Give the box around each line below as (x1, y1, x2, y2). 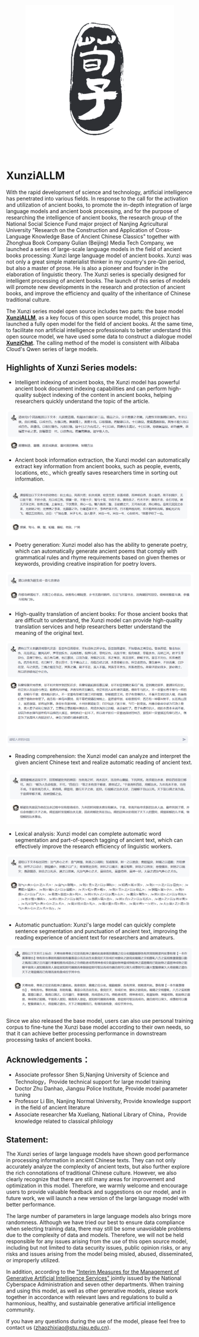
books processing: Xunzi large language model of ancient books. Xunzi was (6, 252, 192, 259)
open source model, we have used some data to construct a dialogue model (6, 333, 192, 340)
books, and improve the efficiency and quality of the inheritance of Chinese (6, 290, 191, 297)
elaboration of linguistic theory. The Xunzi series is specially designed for (6, 271, 186, 278)
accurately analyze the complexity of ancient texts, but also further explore (6, 1163, 190, 1170)
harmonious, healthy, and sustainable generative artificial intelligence (6, 1300, 176, 1307)
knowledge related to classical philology (14, 1117, 113, 1125)
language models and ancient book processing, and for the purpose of (6, 207, 179, 215)
